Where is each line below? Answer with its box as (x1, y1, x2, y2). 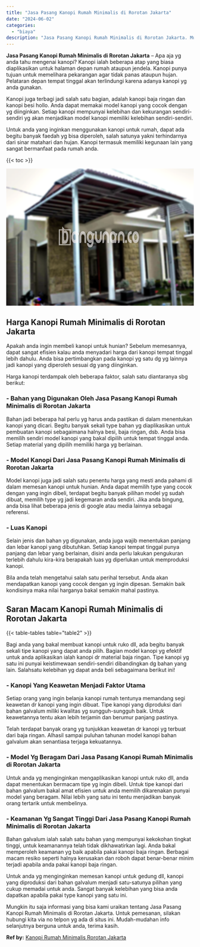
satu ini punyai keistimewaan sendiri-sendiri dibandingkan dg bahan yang (6, 660, 187, 667)
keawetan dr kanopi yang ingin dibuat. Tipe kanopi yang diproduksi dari (6, 701, 182, 708)
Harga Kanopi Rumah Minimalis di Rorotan (6, 317, 165, 328)
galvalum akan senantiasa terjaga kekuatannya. (6, 738, 123, 746)
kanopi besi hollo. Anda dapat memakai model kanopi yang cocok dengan (6, 102, 187, 109)
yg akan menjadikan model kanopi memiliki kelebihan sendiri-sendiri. (24, 114, 193, 122)
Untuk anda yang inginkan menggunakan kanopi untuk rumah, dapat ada (6, 126, 185, 133)
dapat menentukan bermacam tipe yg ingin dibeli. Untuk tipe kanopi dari (6, 780, 183, 787)
